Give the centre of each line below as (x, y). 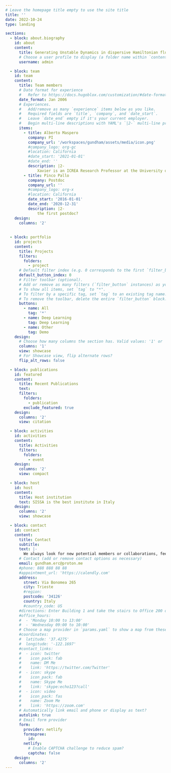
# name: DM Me (37, 663)
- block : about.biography (37, 38)
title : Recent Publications (49, 384)
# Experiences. (35, 104)
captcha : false (44, 753)
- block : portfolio (31, 237)
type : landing (20, 24)
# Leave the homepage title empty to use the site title (67, 10)
